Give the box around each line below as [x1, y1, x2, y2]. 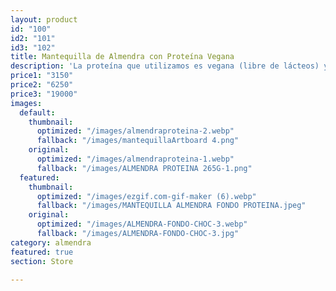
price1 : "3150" [10, 71, 74, 81]
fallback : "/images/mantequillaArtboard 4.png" [36, 136, 240, 146]
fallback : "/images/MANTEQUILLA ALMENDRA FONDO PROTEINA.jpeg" [36, 201, 307, 211]
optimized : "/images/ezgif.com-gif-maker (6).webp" [36, 191, 257, 201]
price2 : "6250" [10, 80, 74, 90]
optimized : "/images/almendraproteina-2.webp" [36, 126, 235, 136]
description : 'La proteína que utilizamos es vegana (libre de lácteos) [10, 61, 320, 71]
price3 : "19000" [10, 89, 78, 99]
